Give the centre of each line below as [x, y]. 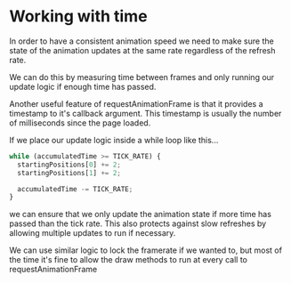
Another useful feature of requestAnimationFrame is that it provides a [137, 103]
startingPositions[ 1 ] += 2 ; [69, 173]
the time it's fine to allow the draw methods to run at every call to [128, 260]
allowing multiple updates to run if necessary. [93, 233]
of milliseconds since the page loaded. [80, 123]
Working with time [79, 16]
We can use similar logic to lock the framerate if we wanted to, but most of [146, 250]
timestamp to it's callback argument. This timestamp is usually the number [145, 113]
